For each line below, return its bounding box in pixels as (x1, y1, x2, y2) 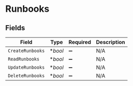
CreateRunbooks (8, 48, 45, 54)
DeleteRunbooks (8, 73, 45, 78)
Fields (5, 24, 26, 32)
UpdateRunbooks (8, 64, 45, 70)
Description (96, 39, 125, 46)
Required (68, 39, 91, 46)
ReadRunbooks (8, 56, 40, 62)
